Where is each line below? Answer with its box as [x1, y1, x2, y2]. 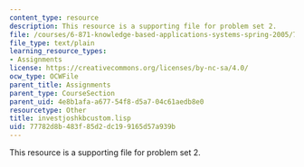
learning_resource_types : [9, 47, 107, 56]
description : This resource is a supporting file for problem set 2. [9, 22, 278, 31]
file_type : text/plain [9, 38, 95, 48]
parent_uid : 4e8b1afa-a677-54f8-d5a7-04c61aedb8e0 [9, 97, 204, 107]
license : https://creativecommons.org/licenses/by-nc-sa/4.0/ [9, 64, 249, 73]
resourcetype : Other [9, 106, 88, 115]
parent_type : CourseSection [9, 88, 116, 97]
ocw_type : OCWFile [9, 72, 79, 81]
